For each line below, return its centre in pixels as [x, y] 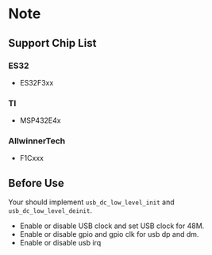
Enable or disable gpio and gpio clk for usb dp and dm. [109, 234]
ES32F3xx [37, 82]
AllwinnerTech [37, 141]
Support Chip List [52, 43]
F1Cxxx [31, 158]
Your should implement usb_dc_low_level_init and [91, 202]
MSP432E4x [40, 120]
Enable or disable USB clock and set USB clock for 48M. [112, 226]
